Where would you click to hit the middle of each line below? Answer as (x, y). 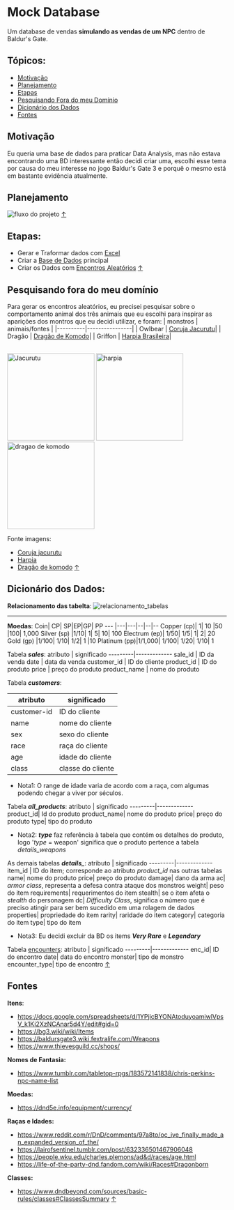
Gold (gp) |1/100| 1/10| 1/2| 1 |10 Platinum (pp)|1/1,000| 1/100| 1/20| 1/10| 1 (111, 641)
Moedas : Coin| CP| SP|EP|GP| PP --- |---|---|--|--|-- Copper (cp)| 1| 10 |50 (115, 626)
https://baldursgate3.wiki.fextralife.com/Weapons (88, 1038)
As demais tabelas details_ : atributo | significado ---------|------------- (110, 863)
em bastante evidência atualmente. (57, 176)
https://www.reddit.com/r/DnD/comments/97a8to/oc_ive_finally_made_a (120, 1135)
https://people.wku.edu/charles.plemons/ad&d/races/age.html (107, 1157)
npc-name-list (38, 1080)
